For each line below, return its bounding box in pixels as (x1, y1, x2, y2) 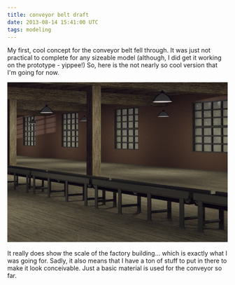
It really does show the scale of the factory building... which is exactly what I (7, 249, 227, 257)
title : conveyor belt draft (7, 11, 90, 18)
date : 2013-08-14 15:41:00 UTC (7, 18, 99, 26)
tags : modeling (7, 26, 52, 33)
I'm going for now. (7, 69, 59, 77)
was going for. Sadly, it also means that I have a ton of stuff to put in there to (7, 256, 227, 265)
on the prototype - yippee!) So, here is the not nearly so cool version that (7, 61, 218, 69)
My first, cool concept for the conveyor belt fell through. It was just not (7, 46, 211, 55)
